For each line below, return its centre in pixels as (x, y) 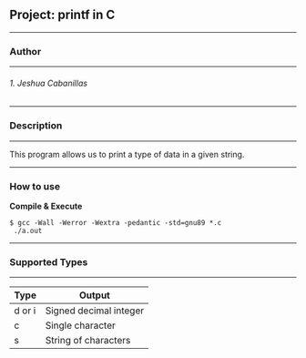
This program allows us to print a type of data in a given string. (127, 154)
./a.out (28, 230)
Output (95, 295)
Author (25, 51)
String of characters (88, 341)
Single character (81, 325)
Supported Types (49, 261)
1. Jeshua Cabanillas (49, 83)
